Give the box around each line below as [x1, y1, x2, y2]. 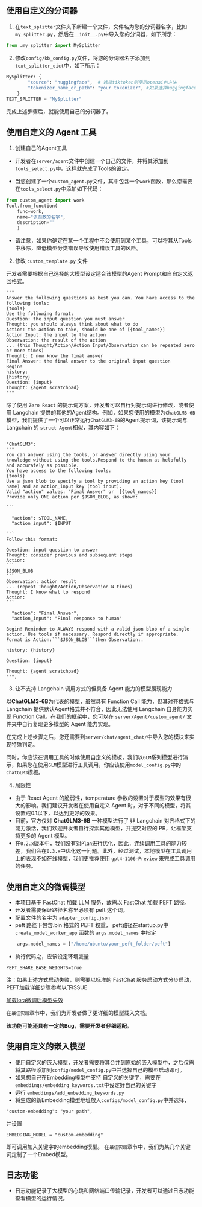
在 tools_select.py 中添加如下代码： [14, 185, 103, 192]
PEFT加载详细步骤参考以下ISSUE [6, 983, 88, 991]
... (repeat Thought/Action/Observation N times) [6, 584, 133, 590]
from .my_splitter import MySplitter [6, 42, 101, 48]
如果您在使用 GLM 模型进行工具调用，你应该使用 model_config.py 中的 [16, 761, 182, 768]
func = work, [17, 208, 44, 214]
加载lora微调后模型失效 [6, 996, 63, 1004]
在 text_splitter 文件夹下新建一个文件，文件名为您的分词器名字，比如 [14, 23, 188, 30]
